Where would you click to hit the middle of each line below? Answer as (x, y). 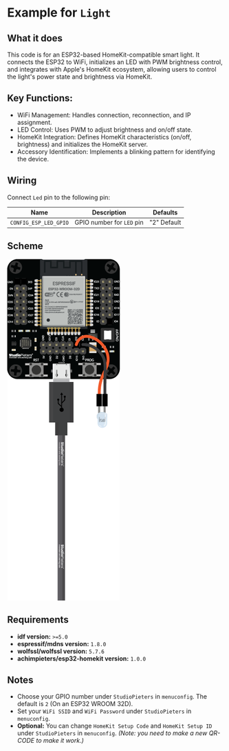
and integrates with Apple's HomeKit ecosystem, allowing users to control (112, 69)
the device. (33, 159)
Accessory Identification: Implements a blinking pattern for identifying (116, 151)
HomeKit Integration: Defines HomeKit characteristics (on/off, (104, 137)
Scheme (25, 246)
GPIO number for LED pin (109, 223)
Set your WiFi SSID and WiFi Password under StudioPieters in (104, 711)
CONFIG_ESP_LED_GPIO (40, 223)
